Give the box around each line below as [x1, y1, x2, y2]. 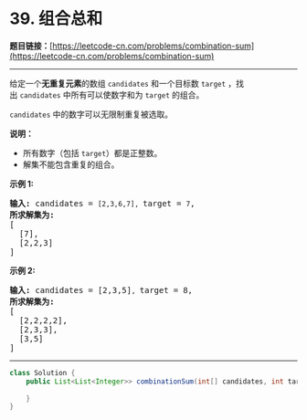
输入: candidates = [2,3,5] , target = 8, [9, 285, 194, 295]
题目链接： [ [9, 40, 53, 51]
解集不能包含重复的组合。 [22, 159, 120, 170]
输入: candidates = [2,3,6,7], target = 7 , [9, 198, 196, 208]
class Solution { [9, 368, 76, 377]
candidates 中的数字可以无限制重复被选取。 [9, 109, 174, 120]
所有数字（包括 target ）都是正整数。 [22, 147, 163, 158]
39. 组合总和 [9, 8, 103, 29]
